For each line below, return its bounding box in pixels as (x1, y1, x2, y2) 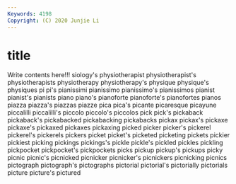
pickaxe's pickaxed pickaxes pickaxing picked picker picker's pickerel (7, 123, 211, 132)
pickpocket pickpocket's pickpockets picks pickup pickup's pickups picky (7, 146, 223, 154)
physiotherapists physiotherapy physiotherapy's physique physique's (7, 79, 210, 87)
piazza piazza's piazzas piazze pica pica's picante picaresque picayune (7, 100, 217, 110)
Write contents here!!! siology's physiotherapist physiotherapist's (7, 71, 196, 79)
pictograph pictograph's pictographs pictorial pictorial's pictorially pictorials (7, 161, 228, 170)
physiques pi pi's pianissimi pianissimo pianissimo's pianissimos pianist (7, 86, 216, 94)
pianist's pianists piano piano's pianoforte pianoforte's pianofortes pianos (7, 93, 221, 102)
